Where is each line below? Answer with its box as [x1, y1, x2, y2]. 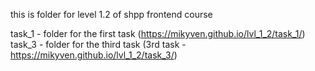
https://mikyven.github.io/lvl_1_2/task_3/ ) [10, 49, 178, 61]
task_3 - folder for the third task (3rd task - [10, 39, 187, 50]
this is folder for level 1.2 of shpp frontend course [10, 9, 213, 20]
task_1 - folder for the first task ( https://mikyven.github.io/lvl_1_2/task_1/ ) [10, 28, 306, 39]
